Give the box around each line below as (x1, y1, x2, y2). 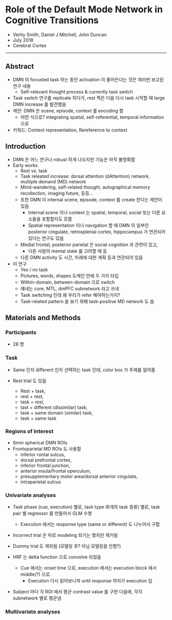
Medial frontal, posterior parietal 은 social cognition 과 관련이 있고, (20, 241, 158, 248)
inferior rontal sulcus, (20, 451, 66, 458)
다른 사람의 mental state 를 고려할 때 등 (28, 248, 107, 254)
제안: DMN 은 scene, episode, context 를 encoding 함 (12, 107, 124, 114)
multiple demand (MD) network (20, 178, 87, 184)
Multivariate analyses (5, 608, 60, 615)
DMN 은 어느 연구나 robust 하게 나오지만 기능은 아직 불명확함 (12, 156, 136, 162)
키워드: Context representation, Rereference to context (12, 127, 127, 133)
